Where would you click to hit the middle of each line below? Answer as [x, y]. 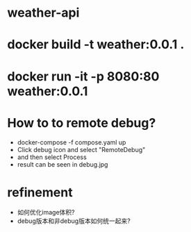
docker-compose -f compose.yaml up [72, 142]
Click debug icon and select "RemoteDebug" [81, 149]
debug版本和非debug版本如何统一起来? [74, 221]
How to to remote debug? [82, 123]
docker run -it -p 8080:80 [83, 76]
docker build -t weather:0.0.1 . [96, 45]
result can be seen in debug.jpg [63, 164]
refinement [40, 192]
